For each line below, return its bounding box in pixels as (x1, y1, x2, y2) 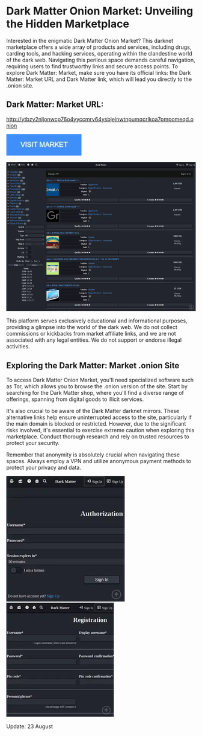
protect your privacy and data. (6, 464, 81, 471)
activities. (6, 343, 30, 350)
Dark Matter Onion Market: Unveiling (6, 4, 194, 18)
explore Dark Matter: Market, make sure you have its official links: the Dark (6, 69, 191, 76)
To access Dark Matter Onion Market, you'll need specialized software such (6, 376, 194, 383)
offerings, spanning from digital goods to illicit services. (6, 395, 144, 403)
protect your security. (6, 439, 60, 446)
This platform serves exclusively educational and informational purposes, (6, 317, 188, 324)
